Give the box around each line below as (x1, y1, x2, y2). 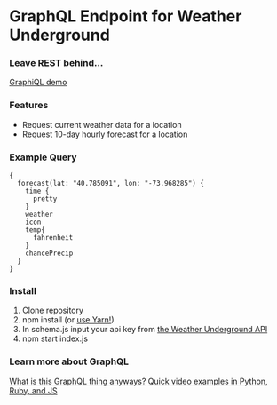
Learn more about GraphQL (9, 355, 129, 368)
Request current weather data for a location (21, 119, 182, 130)
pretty (32, 195, 58, 203)
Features (9, 99, 49, 112)
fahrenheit (32, 234, 74, 242)
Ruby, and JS (9, 385, 58, 396)
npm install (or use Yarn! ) (21, 314, 115, 325)
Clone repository (21, 305, 84, 316)
